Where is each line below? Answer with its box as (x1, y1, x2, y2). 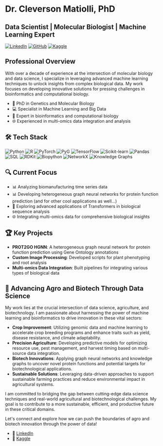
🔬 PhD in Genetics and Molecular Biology (12, 100, 95, 106)
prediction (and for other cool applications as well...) (12, 198, 117, 204)
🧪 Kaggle (12, 436, 31, 442)
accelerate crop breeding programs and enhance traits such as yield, (12, 330, 151, 335)
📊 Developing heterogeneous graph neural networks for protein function (12, 191, 159, 197)
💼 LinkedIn (12, 430, 34, 436)
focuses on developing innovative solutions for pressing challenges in (5, 86, 145, 92)
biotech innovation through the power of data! (5, 421, 97, 427)
